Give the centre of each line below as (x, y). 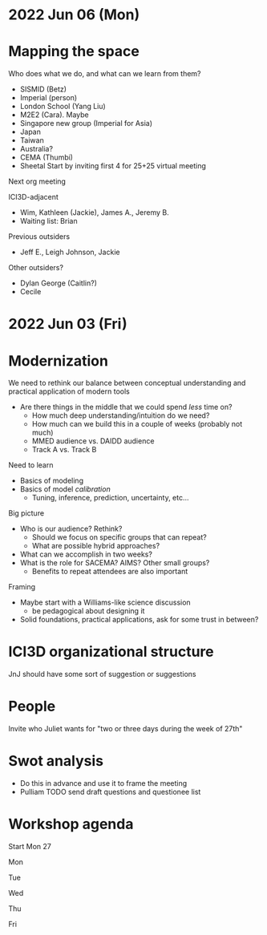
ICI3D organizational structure (111, 652)
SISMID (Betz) (43, 89)
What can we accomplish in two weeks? (86, 554)
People (32, 706)
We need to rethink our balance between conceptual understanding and (127, 383)
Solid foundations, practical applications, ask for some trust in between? (139, 620)
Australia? (36, 149)
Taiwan (32, 140)
